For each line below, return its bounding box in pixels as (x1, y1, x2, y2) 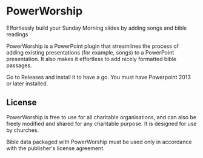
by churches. (6, 126, 39, 134)
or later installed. (6, 80, 48, 87)
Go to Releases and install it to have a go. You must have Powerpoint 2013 (6, 73, 191, 81)
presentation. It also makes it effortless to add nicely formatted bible (6, 55, 177, 62)
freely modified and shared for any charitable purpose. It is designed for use (6, 120, 197, 127)
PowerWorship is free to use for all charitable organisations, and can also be (6, 113, 197, 120)
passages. (6, 62, 32, 69)
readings (6, 30, 28, 38)
